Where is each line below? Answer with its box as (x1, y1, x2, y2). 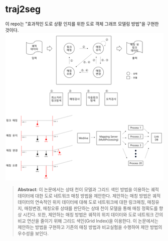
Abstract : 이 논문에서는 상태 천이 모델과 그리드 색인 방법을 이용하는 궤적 (17, 187, 159, 193)
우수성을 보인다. (17, 230, 49, 236)
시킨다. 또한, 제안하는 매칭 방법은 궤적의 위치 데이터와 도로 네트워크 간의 (23, 212, 163, 218)
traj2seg (5, 4, 41, 15)
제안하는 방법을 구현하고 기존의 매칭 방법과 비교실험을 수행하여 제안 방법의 (17, 224, 162, 230)
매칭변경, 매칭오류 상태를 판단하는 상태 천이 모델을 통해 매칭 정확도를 (24, 205, 158, 211)
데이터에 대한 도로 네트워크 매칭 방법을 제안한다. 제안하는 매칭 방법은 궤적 (17, 193, 161, 199)
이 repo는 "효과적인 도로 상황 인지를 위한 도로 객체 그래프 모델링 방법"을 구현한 (5, 21, 159, 27)
